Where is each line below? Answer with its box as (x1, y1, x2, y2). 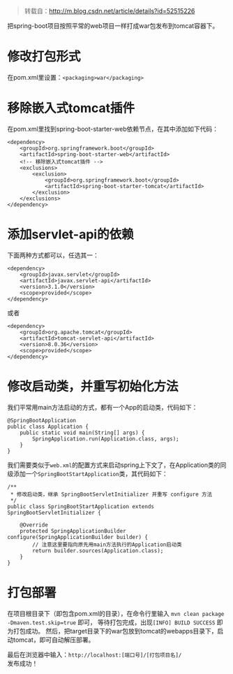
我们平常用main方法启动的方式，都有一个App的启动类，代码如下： (7, 403, 198, 411)
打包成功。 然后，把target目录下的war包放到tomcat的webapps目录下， (13, 626, 218, 635)
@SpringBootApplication (7, 417, 77, 424)
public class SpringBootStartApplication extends (7, 503, 155, 510)
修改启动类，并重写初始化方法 (7, 379, 179, 394)
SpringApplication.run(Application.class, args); (32, 435, 179, 443)
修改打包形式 (7, 49, 82, 65)
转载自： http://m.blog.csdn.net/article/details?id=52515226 (24, 7, 195, 15)
